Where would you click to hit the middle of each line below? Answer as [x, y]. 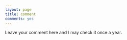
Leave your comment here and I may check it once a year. [64, 33]
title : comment [21, 14]
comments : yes [20, 19]
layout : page [18, 10]
